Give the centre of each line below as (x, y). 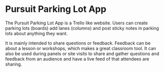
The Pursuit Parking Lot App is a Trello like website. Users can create (76, 23)
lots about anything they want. (36, 33)
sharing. (14, 64)
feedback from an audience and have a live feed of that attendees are (77, 59)
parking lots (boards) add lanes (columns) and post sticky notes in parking (82, 28)
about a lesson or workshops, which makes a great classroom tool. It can (81, 48)
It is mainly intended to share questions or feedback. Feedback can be (78, 43)
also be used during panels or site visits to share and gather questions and (82, 54)
